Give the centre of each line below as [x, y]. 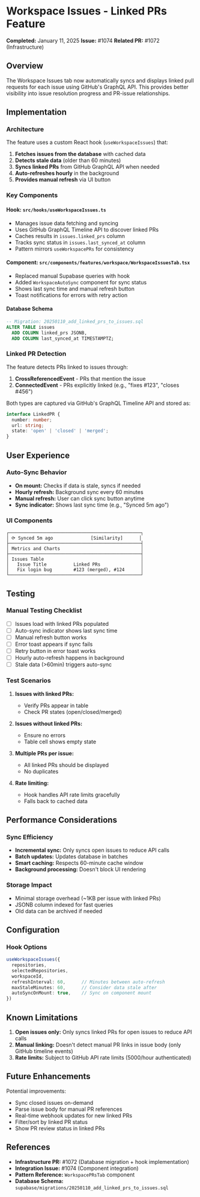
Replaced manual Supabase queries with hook [72, 276]
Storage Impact [29, 885]
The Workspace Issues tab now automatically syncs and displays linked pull [100, 80]
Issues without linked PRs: [49, 724]
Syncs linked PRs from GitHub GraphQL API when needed [87, 167]
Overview [25, 66]
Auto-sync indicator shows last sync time [66, 630]
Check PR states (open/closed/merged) [73, 711]
